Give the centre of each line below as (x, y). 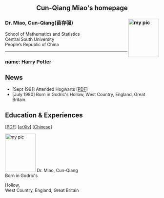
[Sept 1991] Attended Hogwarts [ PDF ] (50, 89)
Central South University (30, 39)
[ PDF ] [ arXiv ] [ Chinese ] (29, 127)
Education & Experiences (44, 115)
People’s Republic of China (32, 44)
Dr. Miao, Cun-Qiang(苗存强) (39, 23)
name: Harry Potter (28, 62)
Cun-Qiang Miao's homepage (82, 8)
